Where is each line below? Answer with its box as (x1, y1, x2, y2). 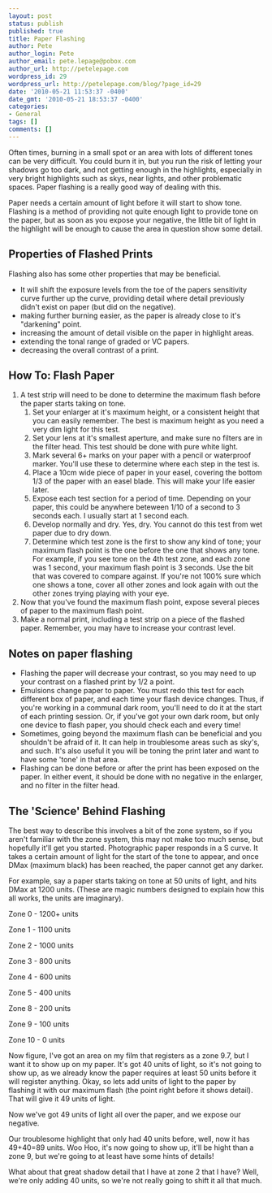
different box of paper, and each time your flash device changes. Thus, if (19, 694, 265, 704)
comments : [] (8, 125, 53, 133)
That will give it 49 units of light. (8, 1094, 115, 1104)
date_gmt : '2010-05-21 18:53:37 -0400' (8, 95, 144, 103)
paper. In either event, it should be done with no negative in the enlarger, (19, 772, 264, 782)
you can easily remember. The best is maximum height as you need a (32, 416, 265, 426)
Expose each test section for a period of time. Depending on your (32, 493, 252, 504)
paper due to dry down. (32, 528, 112, 538)
